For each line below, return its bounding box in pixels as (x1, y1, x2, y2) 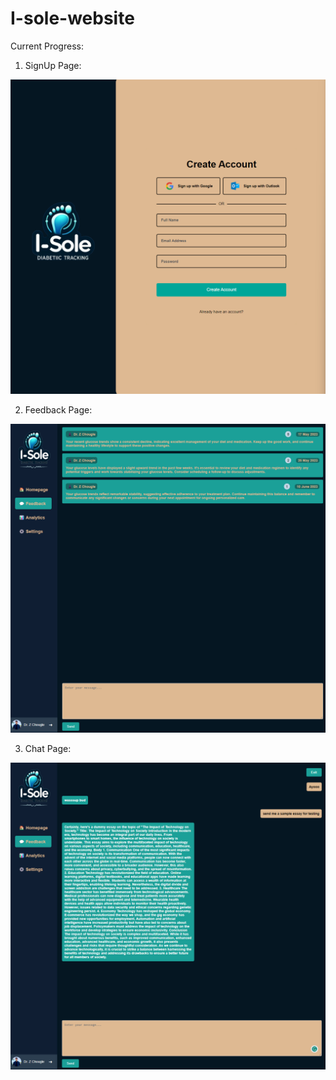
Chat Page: (24, 742, 72, 754)
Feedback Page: (24, 403, 93, 416)
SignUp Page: (24, 59, 82, 71)
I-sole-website (10, 7, 135, 30)
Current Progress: (10, 40, 84, 52)
